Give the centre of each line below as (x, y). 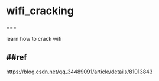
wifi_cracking (40, 11)
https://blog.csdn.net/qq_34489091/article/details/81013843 (79, 72)
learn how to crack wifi (34, 38)
